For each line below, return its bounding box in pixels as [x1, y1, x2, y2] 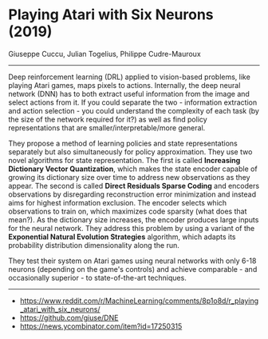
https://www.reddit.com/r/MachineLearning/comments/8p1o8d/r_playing [19, 296, 259, 305]
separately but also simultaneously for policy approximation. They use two [8, 146, 253, 157]
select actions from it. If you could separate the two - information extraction [8, 98, 258, 107]
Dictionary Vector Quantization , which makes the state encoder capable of [8, 164, 258, 173]
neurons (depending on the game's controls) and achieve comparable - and [8, 264, 258, 273]
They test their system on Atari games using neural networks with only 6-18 [8, 256, 257, 265]
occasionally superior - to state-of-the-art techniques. [8, 273, 187, 282]
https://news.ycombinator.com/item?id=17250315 [19, 321, 183, 331]
